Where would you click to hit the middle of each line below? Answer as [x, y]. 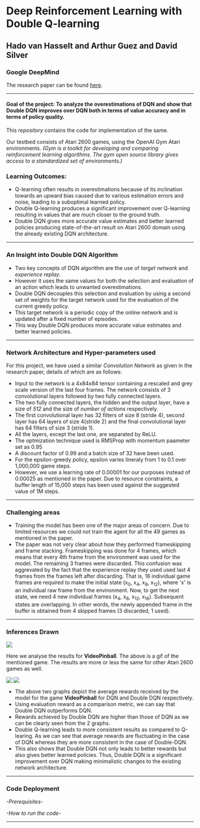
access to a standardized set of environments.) [64, 161]
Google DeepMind [33, 72]
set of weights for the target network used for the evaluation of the [96, 299]
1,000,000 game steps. [43, 466]
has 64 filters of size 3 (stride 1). [54, 428]
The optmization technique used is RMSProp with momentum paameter [102, 440]
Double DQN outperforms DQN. [54, 711]
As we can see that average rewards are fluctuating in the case [112, 736]
